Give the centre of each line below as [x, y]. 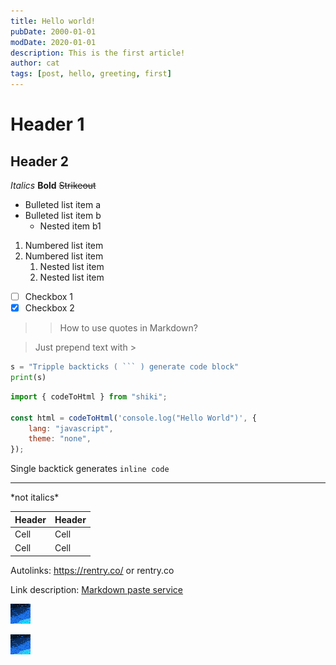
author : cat [35, 63]
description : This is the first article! [98, 53]
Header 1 [47, 124]
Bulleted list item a [63, 204]
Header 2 [40, 161]
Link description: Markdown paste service [97, 589]
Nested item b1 [70, 226]
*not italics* [35, 497]
